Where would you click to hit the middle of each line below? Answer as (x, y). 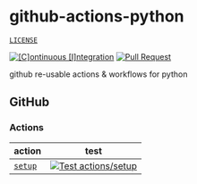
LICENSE (24, 40)
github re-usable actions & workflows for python (98, 74)
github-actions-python (97, 17)
